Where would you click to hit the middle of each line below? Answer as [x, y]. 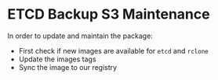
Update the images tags [57, 59]
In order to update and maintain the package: [80, 36]
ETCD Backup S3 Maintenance [109, 14]
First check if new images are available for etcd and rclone [113, 50]
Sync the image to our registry [68, 67]
